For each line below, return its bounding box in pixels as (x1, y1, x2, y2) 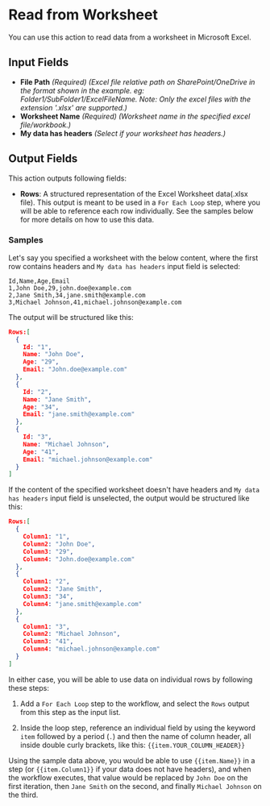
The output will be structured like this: (8, 312, 135, 322)
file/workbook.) (19, 119, 71, 130)
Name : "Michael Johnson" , (23, 440, 110, 448)
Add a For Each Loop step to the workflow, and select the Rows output (19, 699, 250, 708)
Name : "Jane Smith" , (23, 395, 92, 404)
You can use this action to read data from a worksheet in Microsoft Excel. (8, 32, 251, 42)
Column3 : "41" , (23, 638, 74, 646)
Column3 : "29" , (23, 547, 74, 555)
